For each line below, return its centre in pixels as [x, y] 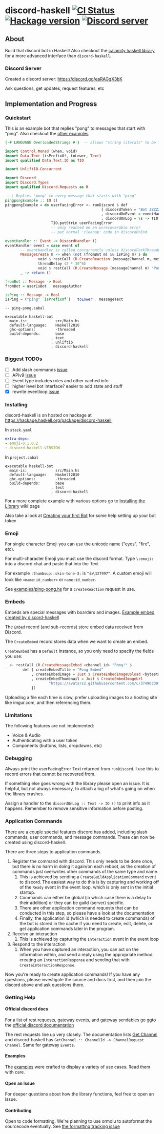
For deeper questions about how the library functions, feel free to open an [80, 1094]
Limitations [19, 715]
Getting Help [20, 997]
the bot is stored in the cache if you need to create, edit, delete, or [86, 923]
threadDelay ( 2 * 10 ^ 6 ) [62, 264]
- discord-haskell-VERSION [32, 448]
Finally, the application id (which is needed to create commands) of [87, 918]
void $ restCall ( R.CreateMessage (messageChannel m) [94, 268]
